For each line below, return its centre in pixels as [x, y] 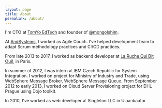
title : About [18, 14]
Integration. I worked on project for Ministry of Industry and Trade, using [77, 76]
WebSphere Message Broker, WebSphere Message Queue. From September [81, 81]
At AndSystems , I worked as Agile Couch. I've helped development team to [80, 42]
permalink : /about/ [25, 18]
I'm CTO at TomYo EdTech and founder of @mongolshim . [62, 32]
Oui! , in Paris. [18, 62]
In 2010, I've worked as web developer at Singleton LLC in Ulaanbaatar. [76, 101]
